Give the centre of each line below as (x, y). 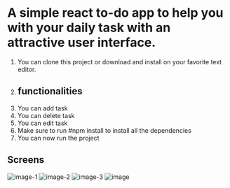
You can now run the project (58, 138)
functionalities (50, 91)
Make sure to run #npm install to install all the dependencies (104, 130)
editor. (27, 69)
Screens (26, 160)
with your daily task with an (89, 28)
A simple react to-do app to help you (115, 13)
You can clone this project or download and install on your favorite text (120, 62)
